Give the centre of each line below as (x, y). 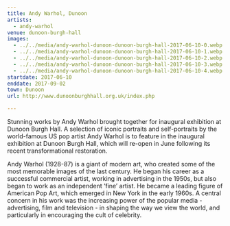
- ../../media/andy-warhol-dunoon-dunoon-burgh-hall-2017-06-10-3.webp (118, 64)
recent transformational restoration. (57, 151)
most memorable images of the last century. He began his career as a (106, 171)
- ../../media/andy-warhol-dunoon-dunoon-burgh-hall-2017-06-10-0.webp (118, 45)
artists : (20, 20)
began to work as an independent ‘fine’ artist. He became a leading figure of (115, 186)
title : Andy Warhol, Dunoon (47, 13)
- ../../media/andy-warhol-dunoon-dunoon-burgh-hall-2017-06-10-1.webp (118, 52)
